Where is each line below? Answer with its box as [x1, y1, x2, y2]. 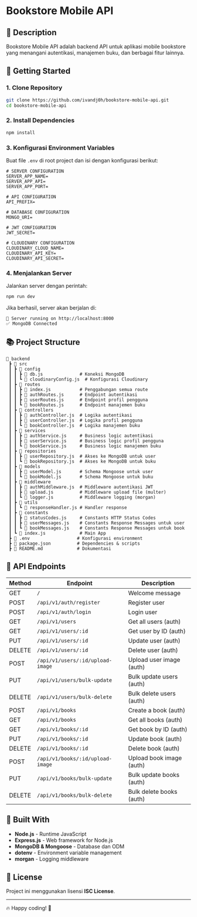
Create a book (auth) [128, 706, 186, 714]
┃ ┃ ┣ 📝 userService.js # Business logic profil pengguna [8, 438, 164, 444]
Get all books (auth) [128, 715, 183, 724]
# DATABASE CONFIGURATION [6, 209, 69, 215]
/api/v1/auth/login [37, 609, 91, 615]
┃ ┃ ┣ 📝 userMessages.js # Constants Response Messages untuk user [8, 520, 185, 526]
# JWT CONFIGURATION [6, 225, 57, 230]
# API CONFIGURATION [6, 193, 57, 200]
